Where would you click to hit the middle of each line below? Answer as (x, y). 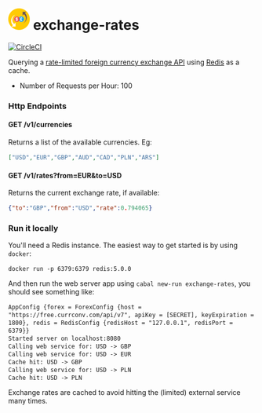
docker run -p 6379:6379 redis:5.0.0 (70, 269)
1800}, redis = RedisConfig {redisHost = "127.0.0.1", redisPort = (121, 323)
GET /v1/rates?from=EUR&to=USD (65, 175)
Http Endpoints (37, 106)
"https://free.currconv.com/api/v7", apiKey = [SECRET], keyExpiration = (131, 315)
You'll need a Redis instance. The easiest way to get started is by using (123, 245)
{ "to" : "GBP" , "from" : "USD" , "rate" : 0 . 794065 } (80, 208)
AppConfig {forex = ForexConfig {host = (75, 307)
